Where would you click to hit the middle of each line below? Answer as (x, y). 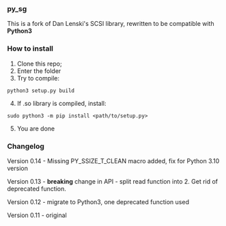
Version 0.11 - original (37, 215)
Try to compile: (38, 78)
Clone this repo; (40, 63)
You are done (36, 128)
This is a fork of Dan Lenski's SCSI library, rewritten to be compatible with (111, 24)
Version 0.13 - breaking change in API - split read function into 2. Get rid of (113, 181)
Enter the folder (39, 71)
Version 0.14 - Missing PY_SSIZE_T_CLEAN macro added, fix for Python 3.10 (113, 160)
